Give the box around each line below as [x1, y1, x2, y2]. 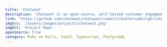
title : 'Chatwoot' [5, 7, 43, 12]
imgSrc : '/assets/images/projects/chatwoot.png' [5, 21, 108, 26]
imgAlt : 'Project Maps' [5, 25, 55, 30]
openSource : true [5, 30, 41, 35]
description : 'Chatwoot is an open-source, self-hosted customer [5, 12, 143, 17]
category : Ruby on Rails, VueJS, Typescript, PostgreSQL [5, 35, 126, 40]
